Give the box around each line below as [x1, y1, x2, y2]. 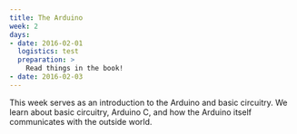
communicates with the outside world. [9, 116, 153, 127]
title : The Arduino [9, 13, 84, 23]
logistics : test [17, 47, 79, 56]
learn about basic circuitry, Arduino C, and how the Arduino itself [9, 106, 252, 118]
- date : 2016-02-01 [9, 38, 84, 48]
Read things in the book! [25, 64, 124, 73]
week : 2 [9, 22, 39, 31]
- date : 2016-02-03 [9, 72, 84, 81]
